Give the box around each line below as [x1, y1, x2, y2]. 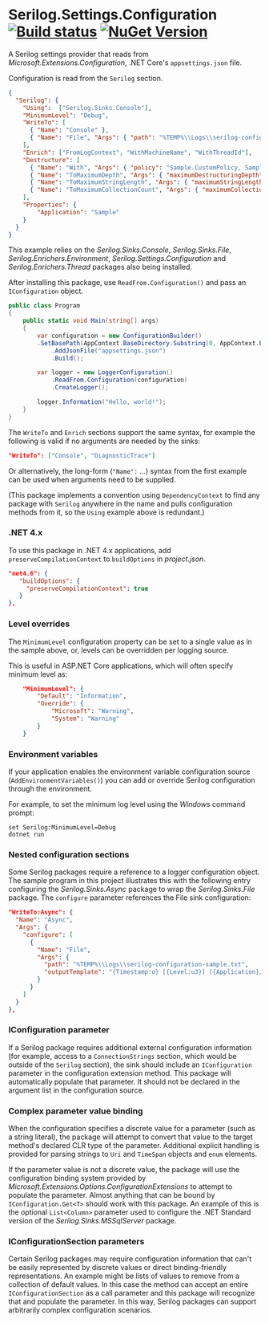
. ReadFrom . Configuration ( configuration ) [50, 376, 188, 385]
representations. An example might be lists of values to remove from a [8, 1271, 240, 1281]
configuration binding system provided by [8, 1174, 147, 1183]
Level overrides [8, 618, 70, 629]
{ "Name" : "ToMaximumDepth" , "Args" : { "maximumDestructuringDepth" [29, 171, 263, 179]
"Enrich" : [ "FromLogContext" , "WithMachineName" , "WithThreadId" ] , [22, 149, 252, 157]
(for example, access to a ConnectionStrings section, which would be [8, 1051, 238, 1060]
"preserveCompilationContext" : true [26, 584, 149, 592]
